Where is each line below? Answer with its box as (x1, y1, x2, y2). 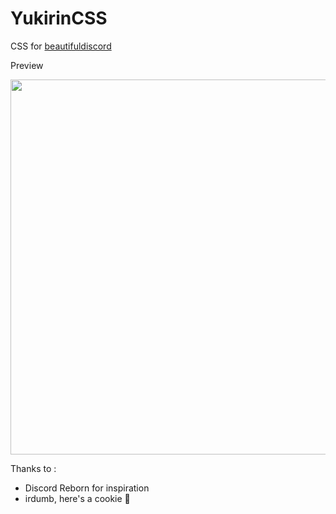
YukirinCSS (10, 7, 108, 30)
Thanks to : (10, 462, 57, 474)
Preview (10, 59, 44, 71)
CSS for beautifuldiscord (10, 40, 112, 52)
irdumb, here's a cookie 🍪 (24, 492, 131, 504)
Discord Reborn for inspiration (24, 482, 150, 494)
